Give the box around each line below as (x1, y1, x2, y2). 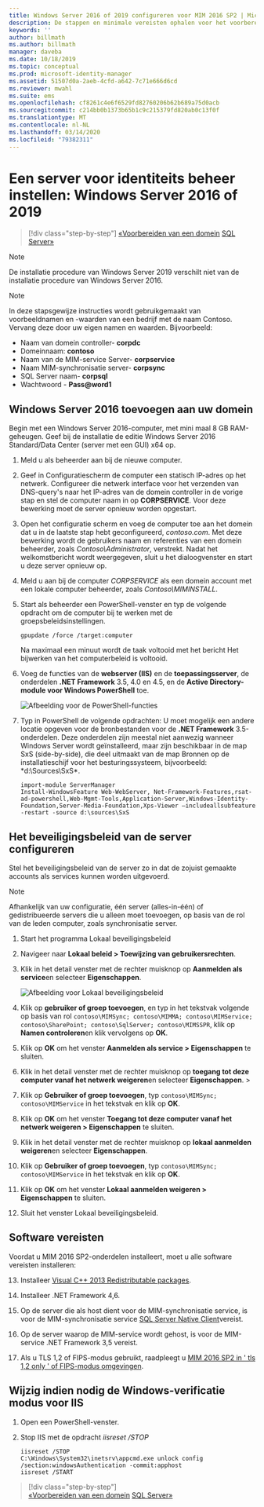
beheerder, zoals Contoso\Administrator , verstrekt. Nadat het (20, 544, 219, 554)
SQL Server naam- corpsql (20, 371, 108, 381)
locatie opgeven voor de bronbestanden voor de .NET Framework (20, 724, 234, 734)
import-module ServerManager (20, 781, 116, 789)
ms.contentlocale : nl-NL (9, 121, 90, 129)
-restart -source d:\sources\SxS (20, 809, 130, 817)
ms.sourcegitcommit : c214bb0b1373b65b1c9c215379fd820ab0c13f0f (9, 107, 220, 115)
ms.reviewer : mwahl (9, 84, 73, 93)
